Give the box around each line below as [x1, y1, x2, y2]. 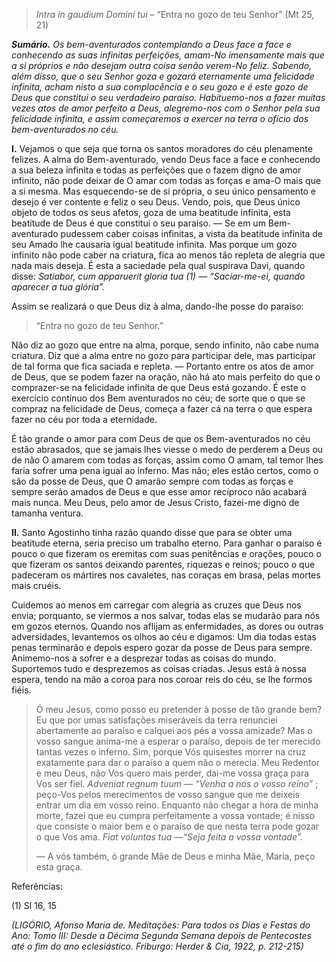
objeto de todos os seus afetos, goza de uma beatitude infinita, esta [11, 207, 291, 218]
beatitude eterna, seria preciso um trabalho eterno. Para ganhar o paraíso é [11, 537, 323, 549]
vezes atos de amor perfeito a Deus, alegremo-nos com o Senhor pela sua [11, 102, 321, 114]
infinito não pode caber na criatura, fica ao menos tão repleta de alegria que [11, 249, 326, 261]
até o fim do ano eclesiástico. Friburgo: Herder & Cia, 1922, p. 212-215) [11, 940, 304, 952]
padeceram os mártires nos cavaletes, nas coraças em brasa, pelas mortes [11, 569, 321, 581]
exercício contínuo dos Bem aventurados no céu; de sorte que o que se [11, 392, 306, 404]
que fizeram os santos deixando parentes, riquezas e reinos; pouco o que [11, 559, 316, 570]
